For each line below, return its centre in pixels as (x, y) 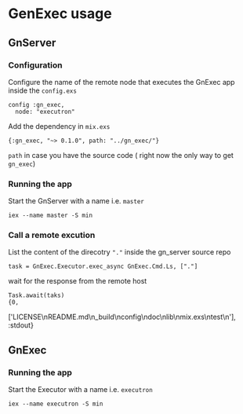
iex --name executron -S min (56, 404)
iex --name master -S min (50, 216)
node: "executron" (45, 112)
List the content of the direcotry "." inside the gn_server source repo (120, 252)
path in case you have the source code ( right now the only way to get (121, 155)
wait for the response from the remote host (78, 281)
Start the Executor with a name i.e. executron (80, 390)
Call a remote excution (52, 235)
